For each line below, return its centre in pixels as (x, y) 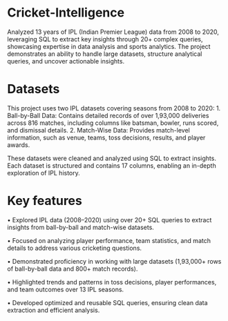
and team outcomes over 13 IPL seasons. (66, 289)
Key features (45, 201)
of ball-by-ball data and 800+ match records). (73, 269)
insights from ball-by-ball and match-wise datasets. (80, 227)
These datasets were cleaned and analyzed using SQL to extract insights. (112, 158)
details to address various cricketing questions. (75, 248)
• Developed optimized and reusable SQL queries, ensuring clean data (108, 302)
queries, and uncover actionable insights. (66, 61)
